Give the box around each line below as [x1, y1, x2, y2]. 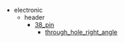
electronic [13, 6, 43, 14]
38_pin [34, 21, 54, 28]
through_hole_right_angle [44, 28, 118, 36]
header [24, 13, 45, 21]
